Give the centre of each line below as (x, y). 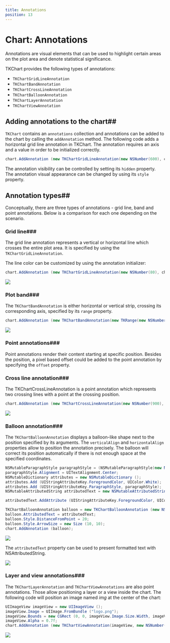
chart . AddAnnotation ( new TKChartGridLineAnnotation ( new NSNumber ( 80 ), (82, 272)
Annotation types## (38, 195)
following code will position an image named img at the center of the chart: (83, 597)
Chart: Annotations (47, 40)
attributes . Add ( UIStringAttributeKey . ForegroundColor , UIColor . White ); (83, 482)
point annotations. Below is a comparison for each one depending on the (81, 213)
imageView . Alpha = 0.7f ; (31, 621)
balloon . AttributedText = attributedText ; (51, 514)
